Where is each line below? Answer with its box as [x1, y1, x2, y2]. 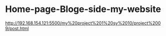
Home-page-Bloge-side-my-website [5, 3, 161, 15]
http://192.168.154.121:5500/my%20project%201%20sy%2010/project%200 [5, 20, 161, 26]
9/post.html [5, 25, 29, 31]
